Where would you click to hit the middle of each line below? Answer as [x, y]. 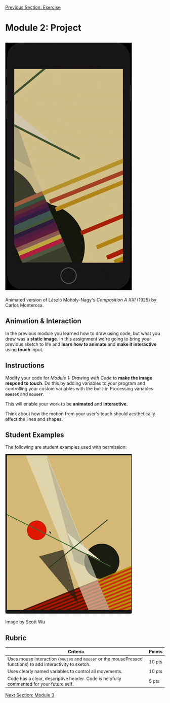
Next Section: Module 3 [30, 695]
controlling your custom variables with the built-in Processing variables [79, 388]
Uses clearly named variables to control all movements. [65, 672]
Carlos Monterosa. [25, 305]
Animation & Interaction [44, 321]
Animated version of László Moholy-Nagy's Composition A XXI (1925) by [81, 300]
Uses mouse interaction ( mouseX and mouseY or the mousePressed [75, 659]
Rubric [16, 638]
